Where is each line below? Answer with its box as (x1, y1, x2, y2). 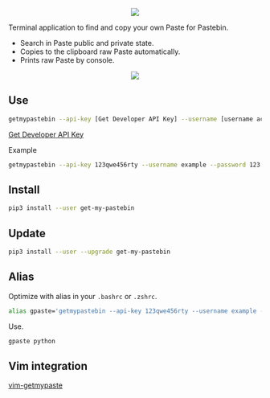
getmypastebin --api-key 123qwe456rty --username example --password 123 (8, 161, 261, 169)
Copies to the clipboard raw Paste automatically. (19, 47, 181, 56)
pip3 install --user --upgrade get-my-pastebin (8, 248, 171, 256)
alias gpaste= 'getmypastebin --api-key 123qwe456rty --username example (8, 306, 257, 315)
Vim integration (8, 359, 88, 373)
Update (8, 226, 47, 240)
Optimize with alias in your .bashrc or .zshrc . (8, 291, 157, 301)
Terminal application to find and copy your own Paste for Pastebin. (8, 23, 229, 32)
